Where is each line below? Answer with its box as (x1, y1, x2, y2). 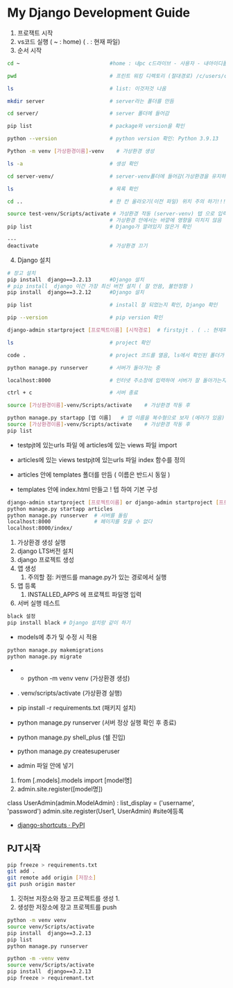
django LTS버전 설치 (17, 547, 74, 555)
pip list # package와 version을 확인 (7, 123, 185, 130)
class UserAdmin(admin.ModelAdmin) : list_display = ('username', (7, 798, 195, 807)
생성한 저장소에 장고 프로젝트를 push (17, 903, 117, 911)
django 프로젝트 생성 (17, 556, 75, 564)
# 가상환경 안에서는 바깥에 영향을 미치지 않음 (110, 217, 222, 224)
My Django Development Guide (7, 5, 191, 21)
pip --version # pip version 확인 (7, 314, 163, 321)
